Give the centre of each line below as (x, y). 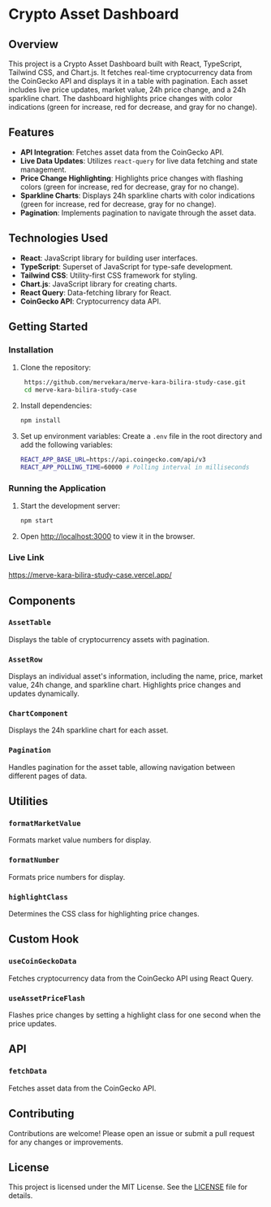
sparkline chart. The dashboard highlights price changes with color (120, 98)
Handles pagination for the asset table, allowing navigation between (122, 767)
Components (42, 600)
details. (21, 1196)
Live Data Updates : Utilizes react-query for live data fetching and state (139, 160)
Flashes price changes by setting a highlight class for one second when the (135, 1015)
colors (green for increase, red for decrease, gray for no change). (129, 186)
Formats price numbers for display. (67, 877)
